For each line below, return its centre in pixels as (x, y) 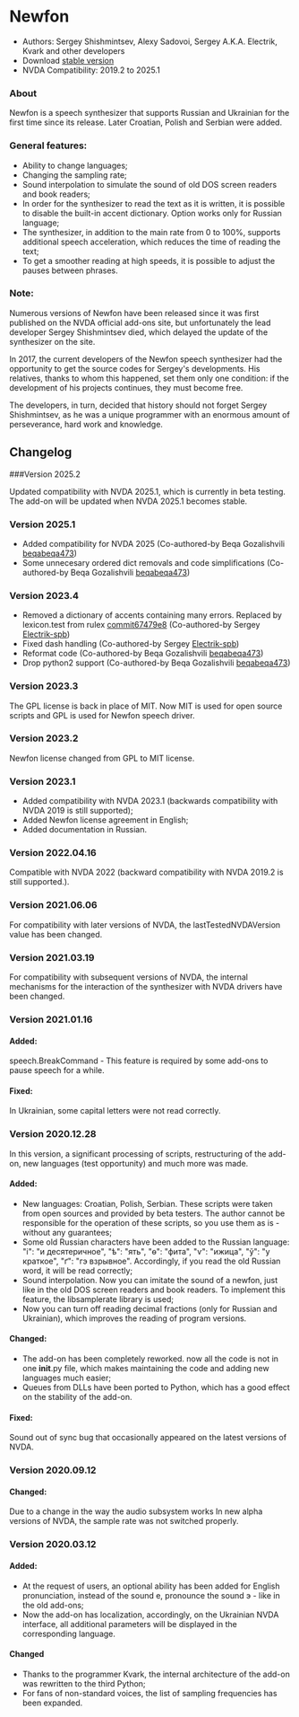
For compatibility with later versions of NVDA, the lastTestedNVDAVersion (145, 925)
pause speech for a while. (57, 1070)
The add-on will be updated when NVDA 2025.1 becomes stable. (128, 501)
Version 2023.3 (44, 686)
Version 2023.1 (43, 781)
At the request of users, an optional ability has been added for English (151, 1586)
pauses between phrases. (70, 270)
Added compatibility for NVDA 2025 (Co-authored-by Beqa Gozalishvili (153, 543)
